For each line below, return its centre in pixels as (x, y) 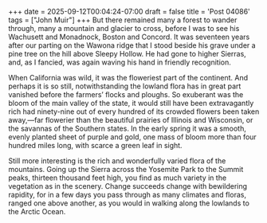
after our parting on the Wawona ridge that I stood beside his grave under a (132, 45)
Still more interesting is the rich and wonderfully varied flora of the (117, 161)
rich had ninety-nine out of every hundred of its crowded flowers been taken (134, 111)
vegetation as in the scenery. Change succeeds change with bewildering (128, 186)
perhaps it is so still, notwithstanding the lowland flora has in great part (125, 86)
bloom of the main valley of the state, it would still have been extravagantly (131, 103)
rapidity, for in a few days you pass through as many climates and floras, (128, 195)
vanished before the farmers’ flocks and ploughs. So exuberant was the (126, 94)
